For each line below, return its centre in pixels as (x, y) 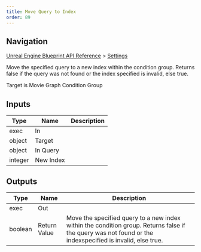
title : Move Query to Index (41, 12)
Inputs (19, 104)
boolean (21, 229)
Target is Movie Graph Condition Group (54, 85)
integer (19, 160)
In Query (47, 150)
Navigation (27, 42)
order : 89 (19, 17)
